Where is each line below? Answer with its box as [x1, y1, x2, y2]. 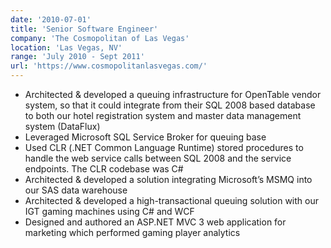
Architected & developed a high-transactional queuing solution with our [24, 195, 320, 206]
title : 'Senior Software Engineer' [10, 24, 159, 34]
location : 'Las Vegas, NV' [10, 42, 123, 53]
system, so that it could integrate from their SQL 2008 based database [24, 99, 316, 111]
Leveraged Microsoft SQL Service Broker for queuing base [24, 131, 267, 143]
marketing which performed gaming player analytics [24, 227, 241, 238]
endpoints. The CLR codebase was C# [24, 163, 184, 175]
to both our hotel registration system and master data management [24, 110, 302, 121]
